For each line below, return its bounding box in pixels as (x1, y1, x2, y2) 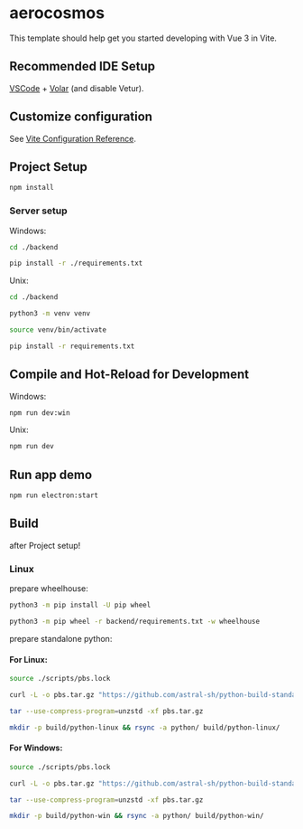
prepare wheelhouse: (9, 583, 88, 594)
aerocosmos (9, 3, 106, 24)
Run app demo (9, 466, 93, 482)
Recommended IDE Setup (9, 59, 156, 74)
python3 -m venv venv (9, 309, 91, 318)
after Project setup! (9, 540, 81, 551)
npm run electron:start (9, 491, 99, 500)
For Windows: (9, 742, 63, 753)
